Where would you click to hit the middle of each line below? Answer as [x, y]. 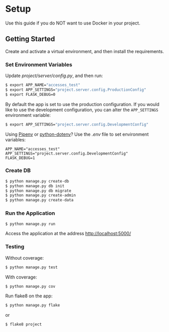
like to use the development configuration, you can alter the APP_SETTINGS [82, 110]
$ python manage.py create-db [37, 181]
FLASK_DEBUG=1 [20, 158]
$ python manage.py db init [35, 186]
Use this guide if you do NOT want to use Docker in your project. [73, 23]
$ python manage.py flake [32, 305]
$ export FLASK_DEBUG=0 [30, 94]
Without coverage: [25, 258]
